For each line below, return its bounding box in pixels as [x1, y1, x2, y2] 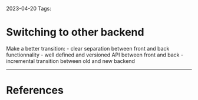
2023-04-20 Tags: [6, 5, 52, 12]
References [6, 84, 64, 97]
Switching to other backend [6, 26, 144, 39]
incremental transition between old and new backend [6, 57, 136, 64]
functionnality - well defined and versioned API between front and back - [6, 51, 184, 58]
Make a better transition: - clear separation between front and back [6, 45, 170, 52]
